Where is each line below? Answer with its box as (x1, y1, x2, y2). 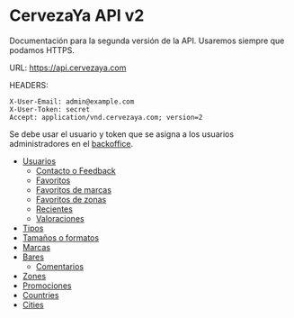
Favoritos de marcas (35, 184, 112, 195)
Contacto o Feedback (35, 165, 116, 176)
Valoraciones (35, 213, 85, 223)
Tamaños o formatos (22, 232, 100, 243)
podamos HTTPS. (9, 44, 75, 55)
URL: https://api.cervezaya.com (9, 62, 127, 73)
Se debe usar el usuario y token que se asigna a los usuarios (9, 128, 235, 140)
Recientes (35, 204, 74, 214)
